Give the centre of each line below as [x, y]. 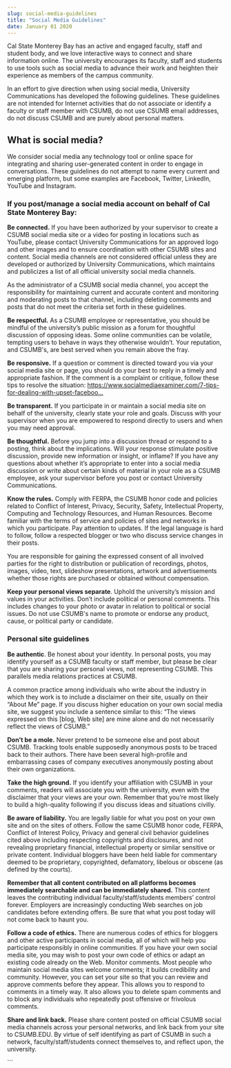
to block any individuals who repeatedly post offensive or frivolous [102, 999]
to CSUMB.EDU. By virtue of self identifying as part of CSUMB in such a [109, 1034]
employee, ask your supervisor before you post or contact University [105, 478]
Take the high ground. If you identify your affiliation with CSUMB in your [110, 783]
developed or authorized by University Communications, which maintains [111, 264]
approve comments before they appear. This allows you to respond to [106, 984]
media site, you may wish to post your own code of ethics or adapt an [106, 955]
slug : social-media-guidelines [52, 13]
